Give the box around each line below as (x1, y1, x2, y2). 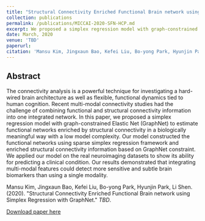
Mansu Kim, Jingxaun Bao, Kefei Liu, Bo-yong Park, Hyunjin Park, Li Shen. (6, 183, 193, 191)
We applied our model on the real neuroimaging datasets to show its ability (6, 152, 194, 159)
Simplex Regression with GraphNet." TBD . (6, 196, 112, 203)
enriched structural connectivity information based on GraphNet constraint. (6, 146, 196, 153)
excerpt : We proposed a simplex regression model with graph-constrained (6, 26, 198, 32)
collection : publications (6, 15, 72, 21)
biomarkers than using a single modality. (6, 171, 108, 178)
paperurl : (6, 43, 32, 49)
